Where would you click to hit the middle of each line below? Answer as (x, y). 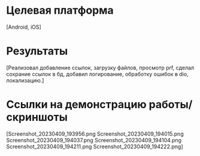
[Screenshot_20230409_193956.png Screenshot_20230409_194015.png (95, 134)
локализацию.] (25, 80)
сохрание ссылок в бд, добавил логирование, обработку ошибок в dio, (97, 74)
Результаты (37, 51)
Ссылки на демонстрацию (76, 105)
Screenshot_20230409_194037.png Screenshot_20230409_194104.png (94, 140)
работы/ (171, 105)
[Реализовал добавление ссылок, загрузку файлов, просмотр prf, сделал (100, 68)
